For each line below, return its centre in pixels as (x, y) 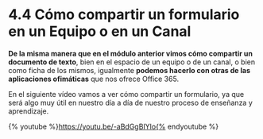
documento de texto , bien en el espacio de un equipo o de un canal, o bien (132, 62)
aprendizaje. (29, 111)
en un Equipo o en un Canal (100, 31)
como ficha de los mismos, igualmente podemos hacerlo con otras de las (129, 70)
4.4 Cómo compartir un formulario (124, 15)
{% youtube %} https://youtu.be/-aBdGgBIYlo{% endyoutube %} (114, 126)
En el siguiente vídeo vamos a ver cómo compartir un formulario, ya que (126, 94)
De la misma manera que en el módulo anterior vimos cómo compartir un (130, 53)
